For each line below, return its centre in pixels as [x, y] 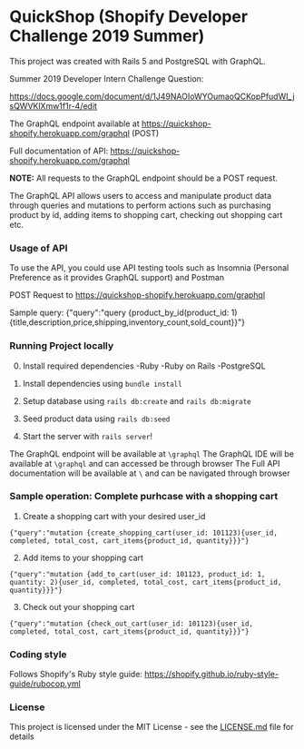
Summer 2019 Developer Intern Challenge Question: [107, 78]
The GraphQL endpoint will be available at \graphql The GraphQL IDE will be [152, 453]
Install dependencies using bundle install [103, 383]
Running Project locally [62, 346]
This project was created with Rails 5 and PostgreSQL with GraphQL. [137, 61]
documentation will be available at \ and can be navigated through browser [150, 473]
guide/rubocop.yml [45, 684]
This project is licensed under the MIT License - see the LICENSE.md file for [152, 727]
